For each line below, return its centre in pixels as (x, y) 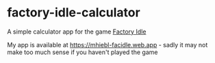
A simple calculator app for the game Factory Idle (77, 32)
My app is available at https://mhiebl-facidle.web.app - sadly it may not (107, 45)
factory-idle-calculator (74, 13)
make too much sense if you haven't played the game (83, 52)
